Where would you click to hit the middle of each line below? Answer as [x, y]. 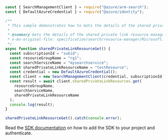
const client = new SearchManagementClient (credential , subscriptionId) [87, 77]
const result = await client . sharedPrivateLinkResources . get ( [76, 81]
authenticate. [19, 133]
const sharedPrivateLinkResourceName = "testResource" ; [69, 67]
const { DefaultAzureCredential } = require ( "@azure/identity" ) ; [74, 12]
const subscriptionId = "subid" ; [44, 53]
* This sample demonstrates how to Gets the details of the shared [79, 25]
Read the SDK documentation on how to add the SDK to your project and [80, 128]
